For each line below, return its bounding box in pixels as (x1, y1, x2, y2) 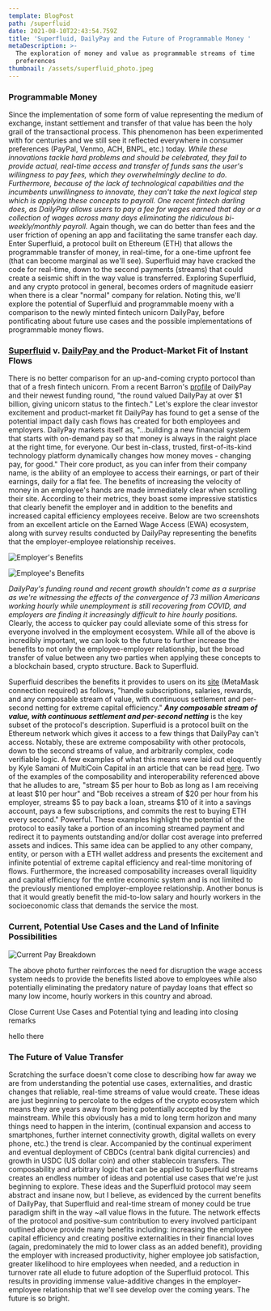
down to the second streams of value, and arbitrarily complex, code (8, 746, 235, 756)
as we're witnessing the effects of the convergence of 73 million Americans (8, 593, 260, 602)
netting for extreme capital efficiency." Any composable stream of (35, 703, 258, 713)
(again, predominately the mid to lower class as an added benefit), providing (8, 1241, 263, 1251)
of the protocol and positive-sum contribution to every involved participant (8, 1215, 257, 1225)
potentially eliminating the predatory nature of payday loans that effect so (8, 982, 253, 992)
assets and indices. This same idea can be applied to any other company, (8, 841, 253, 850)
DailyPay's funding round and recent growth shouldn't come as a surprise (8, 584, 256, 594)
